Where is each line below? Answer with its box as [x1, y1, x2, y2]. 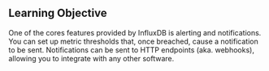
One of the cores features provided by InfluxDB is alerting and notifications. [8, 27, 262, 37]
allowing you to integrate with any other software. [8, 53, 175, 63]
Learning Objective [8, 6, 107, 20]
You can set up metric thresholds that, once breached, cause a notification [8, 36, 258, 46]
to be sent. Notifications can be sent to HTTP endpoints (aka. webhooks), [8, 44, 254, 55]
